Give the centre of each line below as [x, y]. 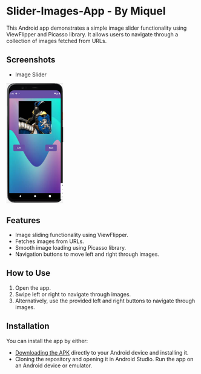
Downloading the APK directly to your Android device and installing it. [102, 352]
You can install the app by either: [47, 341]
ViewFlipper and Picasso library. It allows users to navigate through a [92, 34]
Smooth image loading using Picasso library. [70, 247]
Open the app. [33, 288]
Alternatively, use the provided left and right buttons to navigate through [105, 301]
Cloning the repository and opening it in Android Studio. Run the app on [104, 359]
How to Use [28, 273]
